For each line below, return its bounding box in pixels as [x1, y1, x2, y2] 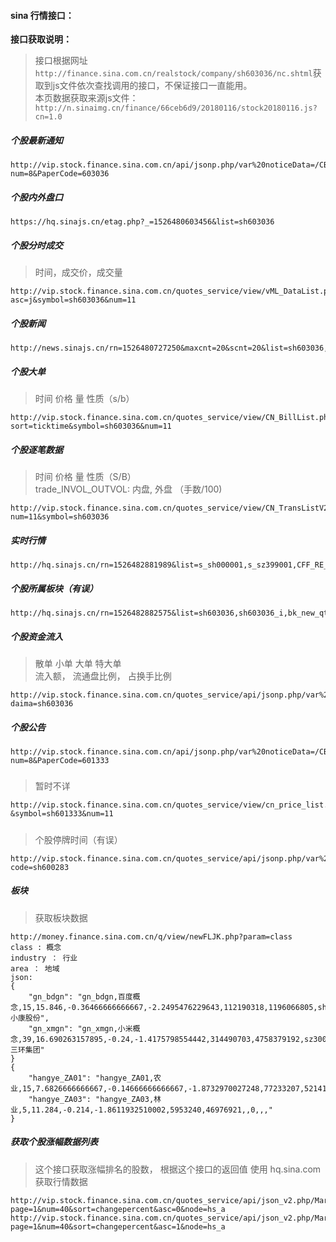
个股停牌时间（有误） [34, 833, 123, 845]
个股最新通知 [10, 134, 63, 146]
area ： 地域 [10, 963, 60, 974]
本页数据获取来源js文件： [34, 92, 139, 104]
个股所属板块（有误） [10, 582, 98, 594]
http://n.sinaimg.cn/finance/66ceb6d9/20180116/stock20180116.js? [34, 103, 318, 114]
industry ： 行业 [10, 953, 78, 963]
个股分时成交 [10, 239, 63, 251]
